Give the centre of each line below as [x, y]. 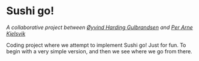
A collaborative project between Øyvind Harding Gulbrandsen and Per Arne [99, 27]
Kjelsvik [16, 33]
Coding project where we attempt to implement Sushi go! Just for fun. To [96, 45]
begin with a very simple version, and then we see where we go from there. [99, 51]
